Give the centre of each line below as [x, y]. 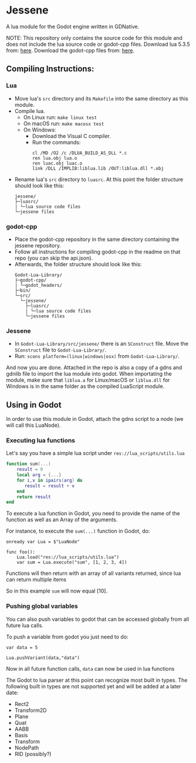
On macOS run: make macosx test [64, 123]
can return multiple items [36, 580]
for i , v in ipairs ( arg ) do [50, 480]
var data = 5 [22, 647]
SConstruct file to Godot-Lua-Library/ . [60, 350]
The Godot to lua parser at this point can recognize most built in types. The [97, 680]
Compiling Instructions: [50, 69]
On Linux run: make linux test [60, 117]
